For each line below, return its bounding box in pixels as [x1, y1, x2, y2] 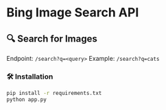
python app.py [6, 96, 47, 103]
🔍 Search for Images [6, 33, 97, 44]
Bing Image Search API [6, 5, 139, 20]
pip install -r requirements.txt [6, 90, 102, 97]
